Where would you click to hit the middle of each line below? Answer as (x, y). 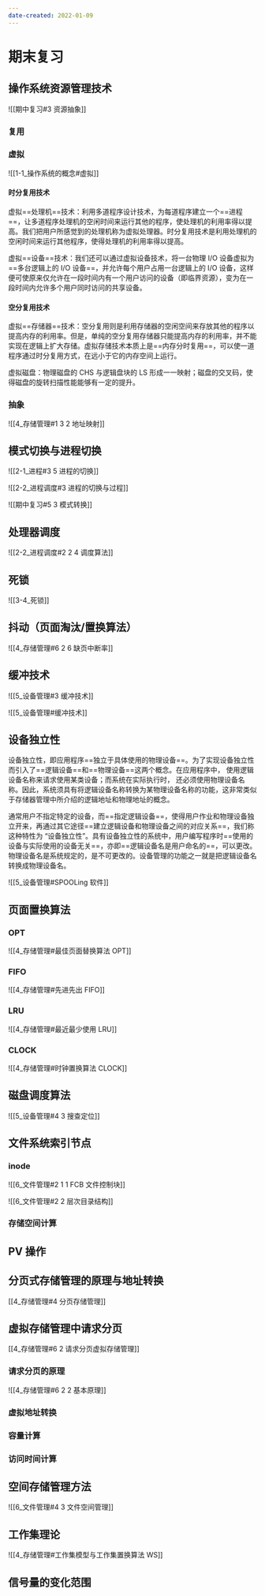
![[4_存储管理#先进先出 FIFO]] (56, 990)
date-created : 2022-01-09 (50, 15)
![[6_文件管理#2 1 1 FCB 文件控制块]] (67, 1184)
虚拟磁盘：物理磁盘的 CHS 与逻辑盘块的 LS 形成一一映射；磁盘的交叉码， (127, 372)
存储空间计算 (33, 1224)
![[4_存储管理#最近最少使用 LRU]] (63, 1029)
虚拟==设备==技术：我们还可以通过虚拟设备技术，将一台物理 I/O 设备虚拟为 (131, 258)
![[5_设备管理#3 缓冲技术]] (51, 696)
